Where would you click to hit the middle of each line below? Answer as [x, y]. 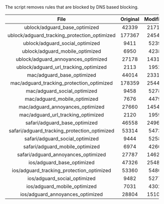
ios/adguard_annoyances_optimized [62, 194]
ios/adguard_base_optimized [61, 162]
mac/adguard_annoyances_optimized [62, 107]
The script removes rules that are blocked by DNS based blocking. [72, 7]
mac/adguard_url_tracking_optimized [61, 115]
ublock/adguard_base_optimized [61, 27]
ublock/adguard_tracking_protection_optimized [61, 35]
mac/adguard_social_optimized [62, 91]
